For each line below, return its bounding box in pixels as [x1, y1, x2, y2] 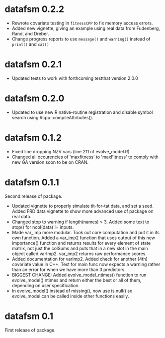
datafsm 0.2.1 [4, 59, 62, 70]
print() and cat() [11, 41, 49, 47]
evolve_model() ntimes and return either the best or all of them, [11, 277, 142, 283]
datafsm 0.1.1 [4, 176, 59, 188]
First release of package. [4, 327, 56, 333]
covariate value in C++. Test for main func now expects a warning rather [11, 261, 161, 267]
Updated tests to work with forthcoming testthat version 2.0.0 [11, 75, 139, 81]
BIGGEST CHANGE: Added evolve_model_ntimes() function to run [11, 272, 147, 278]
